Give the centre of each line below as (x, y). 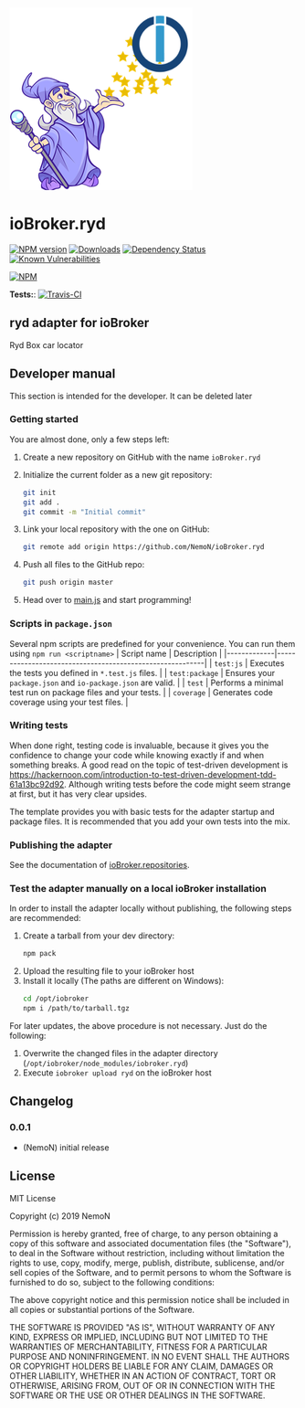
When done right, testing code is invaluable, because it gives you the (139, 745)
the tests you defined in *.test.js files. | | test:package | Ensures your (142, 672)
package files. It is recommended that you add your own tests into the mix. (150, 821)
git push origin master (68, 583)
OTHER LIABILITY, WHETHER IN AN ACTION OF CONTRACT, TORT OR (142, 1376)
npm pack (39, 954)
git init (39, 492)
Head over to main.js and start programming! (107, 600)
